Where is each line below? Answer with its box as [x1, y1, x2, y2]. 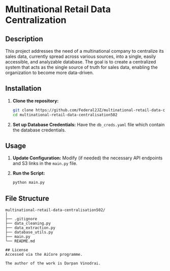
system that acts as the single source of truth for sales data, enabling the [5, 64, 158, 70]
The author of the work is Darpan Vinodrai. [5, 261, 101, 266]
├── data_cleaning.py [5, 221, 51, 226]
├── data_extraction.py [5, 225, 56, 230]
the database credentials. [12, 127, 66, 133]
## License [5, 248, 28, 253]
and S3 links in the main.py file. [12, 160, 78, 166]
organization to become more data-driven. [5, 70, 94, 76]
